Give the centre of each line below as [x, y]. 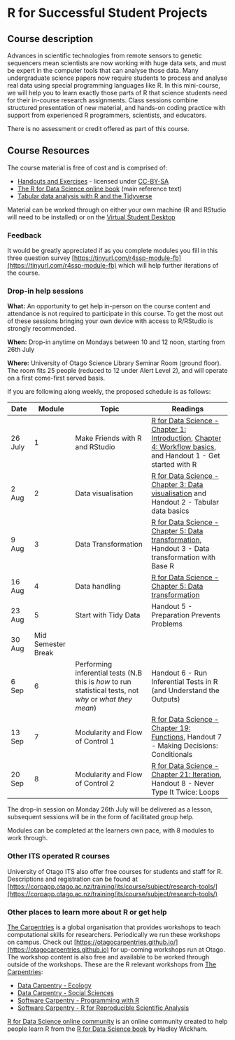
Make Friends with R [108, 438]
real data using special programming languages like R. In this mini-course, [114, 85]
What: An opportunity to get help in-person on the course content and [109, 306]
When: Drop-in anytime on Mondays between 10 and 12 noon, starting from [116, 342]
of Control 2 [95, 784]
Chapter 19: [171, 728]
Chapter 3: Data [177, 485]
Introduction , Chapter [186, 438]
